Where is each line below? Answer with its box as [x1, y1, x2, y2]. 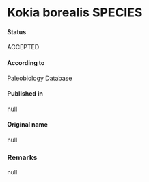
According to [7, 58, 45, 66]
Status [7, 27, 27, 36]
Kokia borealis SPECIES [7, 5, 143, 21]
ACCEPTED [7, 43, 40, 51]
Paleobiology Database [7, 74, 72, 82]
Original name [7, 120, 48, 129]
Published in [7, 90, 43, 98]
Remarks [7, 153, 38, 162]
